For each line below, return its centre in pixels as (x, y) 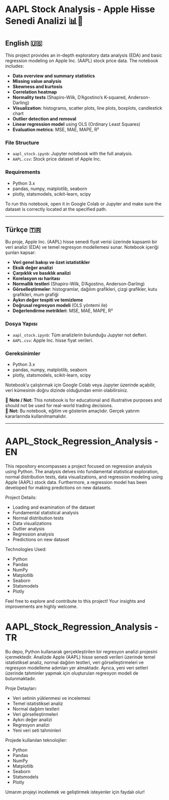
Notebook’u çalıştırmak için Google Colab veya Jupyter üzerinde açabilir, (80, 385)
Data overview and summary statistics (54, 76)
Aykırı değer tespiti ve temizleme (48, 300)
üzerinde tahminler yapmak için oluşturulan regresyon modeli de (72, 673)
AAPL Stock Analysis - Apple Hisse (80, 9)
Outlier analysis (29, 528)
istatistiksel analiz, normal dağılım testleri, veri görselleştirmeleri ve (75, 662)
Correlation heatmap (34, 92)
